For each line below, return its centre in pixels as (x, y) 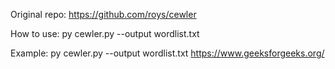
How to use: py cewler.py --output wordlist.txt (105, 33)
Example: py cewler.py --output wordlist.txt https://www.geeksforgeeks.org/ (167, 53)
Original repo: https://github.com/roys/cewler (103, 14)
